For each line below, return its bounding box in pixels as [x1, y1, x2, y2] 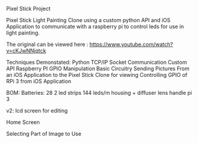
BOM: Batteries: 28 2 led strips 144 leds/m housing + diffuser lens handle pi [6, 89, 192, 96]
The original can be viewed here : [6, 41, 88, 48]
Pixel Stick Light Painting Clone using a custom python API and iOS [6, 17, 171, 23]
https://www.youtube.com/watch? [89, 41, 174, 48]
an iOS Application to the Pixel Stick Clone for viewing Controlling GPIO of [6, 71, 188, 78]
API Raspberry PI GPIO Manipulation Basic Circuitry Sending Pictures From [6, 65, 190, 72]
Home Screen [6, 119, 40, 126]
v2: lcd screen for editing [6, 107, 68, 114]
